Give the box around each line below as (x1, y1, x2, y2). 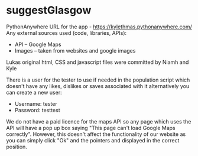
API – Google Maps (14, 41, 61, 48)
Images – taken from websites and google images (14, 47, 136, 54)
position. (6, 143, 28, 150)
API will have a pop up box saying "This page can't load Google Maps (6, 124, 176, 131)
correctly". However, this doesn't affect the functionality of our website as (6, 131, 186, 138)
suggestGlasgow (6, 4, 92, 17)
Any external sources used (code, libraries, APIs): (6, 29, 127, 36)
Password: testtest (14, 106, 60, 113)
